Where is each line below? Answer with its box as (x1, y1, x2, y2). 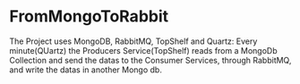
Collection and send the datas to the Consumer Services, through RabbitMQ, (9, 55, 292, 65)
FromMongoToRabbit (9, 6, 169, 27)
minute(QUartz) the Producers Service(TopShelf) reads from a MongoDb (9, 45, 278, 55)
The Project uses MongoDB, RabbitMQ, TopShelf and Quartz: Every (9, 36, 258, 46)
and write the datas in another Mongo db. (9, 64, 163, 75)
